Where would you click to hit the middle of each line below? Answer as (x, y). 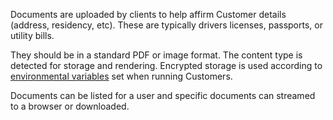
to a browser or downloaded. (70, 106)
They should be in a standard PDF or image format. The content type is (156, 55)
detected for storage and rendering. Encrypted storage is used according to (166, 65)
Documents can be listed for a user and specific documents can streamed (163, 95)
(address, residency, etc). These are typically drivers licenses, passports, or (166, 25)
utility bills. (32, 35)
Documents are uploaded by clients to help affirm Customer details (148, 14)
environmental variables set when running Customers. (121, 76)
